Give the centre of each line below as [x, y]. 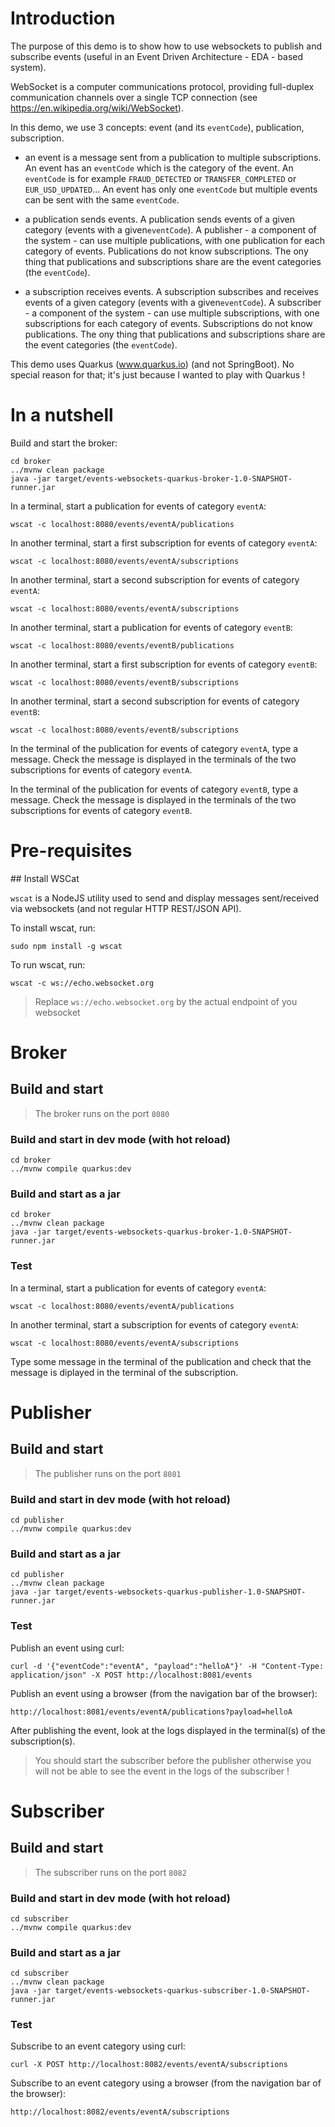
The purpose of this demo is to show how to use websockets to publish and [166, 46]
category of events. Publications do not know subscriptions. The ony [166, 251]
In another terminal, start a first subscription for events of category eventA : [164, 543]
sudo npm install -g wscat [66, 946]
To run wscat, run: [48, 964]
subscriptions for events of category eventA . [101, 769]
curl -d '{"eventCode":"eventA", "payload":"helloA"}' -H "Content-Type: [167, 1666]
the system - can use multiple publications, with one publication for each [174, 240]
